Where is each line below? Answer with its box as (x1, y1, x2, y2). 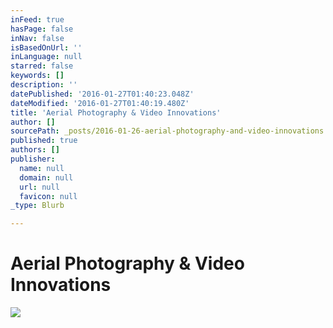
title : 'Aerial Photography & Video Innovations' (10, 107, 222, 118)
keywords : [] (10, 71, 65, 81)
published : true (10, 136, 78, 146)
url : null (19, 182, 60, 192)
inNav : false (10, 33, 65, 43)
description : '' (10, 80, 78, 90)
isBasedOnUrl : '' (10, 42, 83, 53)
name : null (19, 163, 65, 173)
